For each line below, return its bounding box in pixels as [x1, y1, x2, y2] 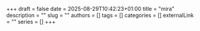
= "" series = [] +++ [6, 18, 56, 25]
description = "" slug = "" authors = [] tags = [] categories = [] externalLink [6, 12, 194, 19]
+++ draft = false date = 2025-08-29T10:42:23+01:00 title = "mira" [6, 5, 174, 12]
